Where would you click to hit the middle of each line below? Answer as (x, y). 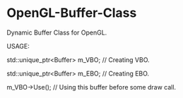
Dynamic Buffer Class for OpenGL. (57, 32)
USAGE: (18, 46)
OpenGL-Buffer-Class (72, 13)
